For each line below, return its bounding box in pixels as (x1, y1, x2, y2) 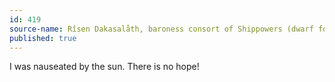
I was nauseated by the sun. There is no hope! (9, 61, 200, 73)
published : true (9, 33, 77, 43)
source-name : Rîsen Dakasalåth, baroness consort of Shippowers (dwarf (9, 24, 314, 34)
